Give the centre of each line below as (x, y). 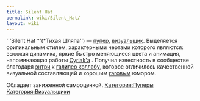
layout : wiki (23, 23)
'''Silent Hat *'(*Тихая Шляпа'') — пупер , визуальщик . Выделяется (92, 41)
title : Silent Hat (30, 12)
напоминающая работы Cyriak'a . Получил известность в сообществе (98, 60)
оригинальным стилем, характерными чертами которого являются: (95, 47)
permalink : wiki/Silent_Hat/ (43, 18)
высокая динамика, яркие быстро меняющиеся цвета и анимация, (94, 54)
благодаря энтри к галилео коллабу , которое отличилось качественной (100, 67)
